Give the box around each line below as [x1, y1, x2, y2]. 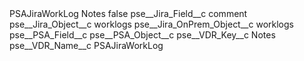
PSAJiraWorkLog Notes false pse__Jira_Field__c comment [9, 8, 248, 19]
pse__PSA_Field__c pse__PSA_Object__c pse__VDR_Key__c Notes [9, 29, 276, 41]
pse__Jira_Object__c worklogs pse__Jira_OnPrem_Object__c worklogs [9, 18, 294, 30]
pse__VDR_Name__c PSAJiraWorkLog [9, 40, 164, 51]
